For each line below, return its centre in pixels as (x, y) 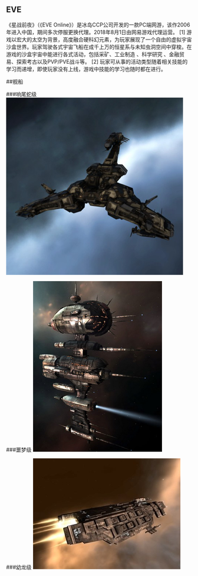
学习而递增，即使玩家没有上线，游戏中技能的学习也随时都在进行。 (86, 69)
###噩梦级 (19, 450)
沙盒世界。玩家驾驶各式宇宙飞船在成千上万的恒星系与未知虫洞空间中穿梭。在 (99, 47)
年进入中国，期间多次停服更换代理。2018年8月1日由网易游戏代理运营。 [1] (96, 32)
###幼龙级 (19, 567)
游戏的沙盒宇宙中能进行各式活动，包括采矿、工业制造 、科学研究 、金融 (93, 54)
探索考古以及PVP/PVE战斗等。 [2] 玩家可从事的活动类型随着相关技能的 (102, 61)
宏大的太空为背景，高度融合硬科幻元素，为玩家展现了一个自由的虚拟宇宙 (104, 39)
